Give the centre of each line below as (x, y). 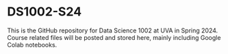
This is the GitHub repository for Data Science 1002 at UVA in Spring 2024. (113, 30)
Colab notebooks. (32, 45)
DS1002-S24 (45, 12)
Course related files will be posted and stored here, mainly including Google (114, 37)
